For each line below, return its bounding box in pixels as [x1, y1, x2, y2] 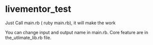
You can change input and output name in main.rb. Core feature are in [5, 29, 148, 35]
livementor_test [5, 3, 72, 15]
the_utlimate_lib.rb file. [5, 35, 52, 41]
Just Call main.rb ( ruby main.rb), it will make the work [5, 20, 116, 26]
